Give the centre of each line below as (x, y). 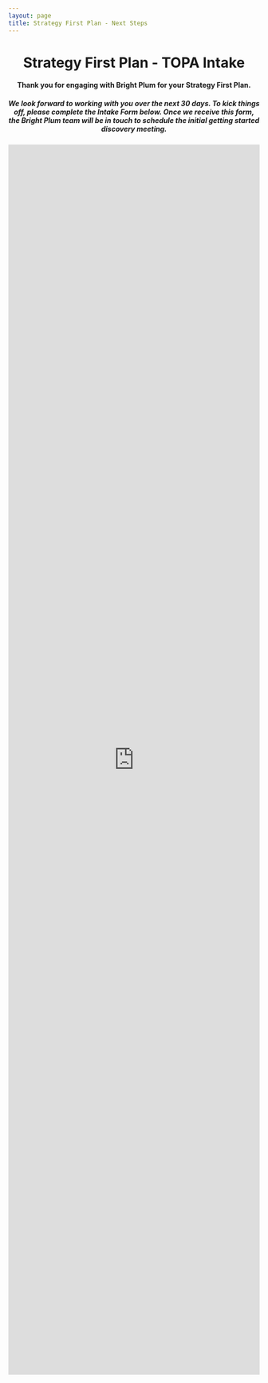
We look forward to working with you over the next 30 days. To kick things (134, 103)
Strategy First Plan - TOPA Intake (134, 63)
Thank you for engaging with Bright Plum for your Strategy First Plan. (134, 85)
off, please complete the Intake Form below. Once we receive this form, (134, 112)
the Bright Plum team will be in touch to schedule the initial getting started (134, 120)
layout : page (30, 16)
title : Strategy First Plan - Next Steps (78, 23)
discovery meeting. (134, 129)
